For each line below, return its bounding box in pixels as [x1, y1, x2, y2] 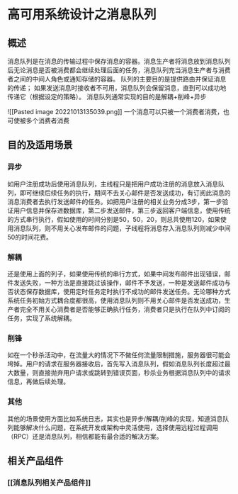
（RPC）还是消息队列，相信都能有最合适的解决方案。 [7, 432, 163, 440]
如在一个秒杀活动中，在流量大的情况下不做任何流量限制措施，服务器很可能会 [7, 351, 231, 359]
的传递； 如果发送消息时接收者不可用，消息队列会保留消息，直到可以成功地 [7, 84, 227, 92]
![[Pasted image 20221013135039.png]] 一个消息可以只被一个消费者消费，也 [7, 108, 230, 116]
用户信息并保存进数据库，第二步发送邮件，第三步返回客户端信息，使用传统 [13, 206, 231, 215]
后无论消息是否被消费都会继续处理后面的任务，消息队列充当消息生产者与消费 [7, 66, 231, 74]
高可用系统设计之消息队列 [7, 6, 157, 23]
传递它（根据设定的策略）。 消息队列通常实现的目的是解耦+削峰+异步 [7, 93, 207, 101]
